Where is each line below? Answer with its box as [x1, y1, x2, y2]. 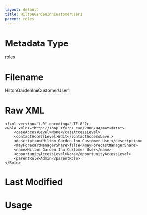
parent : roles [5, 16, 35, 21]
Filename [5, 71, 44, 83]
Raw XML [5, 105, 45, 116]
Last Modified [5, 176, 63, 188]
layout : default [5, 7, 38, 12]
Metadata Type [5, 38, 69, 49]
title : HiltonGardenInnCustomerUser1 [5, 12, 83, 17]
